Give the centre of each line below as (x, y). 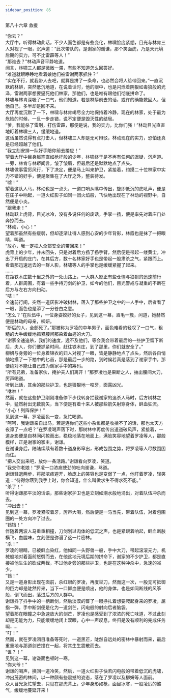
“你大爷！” (16, 664)
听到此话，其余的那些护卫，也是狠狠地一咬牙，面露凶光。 (65, 385)
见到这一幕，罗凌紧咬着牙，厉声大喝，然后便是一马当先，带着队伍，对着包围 (85, 512)
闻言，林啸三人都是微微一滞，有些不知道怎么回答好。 (61, 68)
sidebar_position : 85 (28, 10)
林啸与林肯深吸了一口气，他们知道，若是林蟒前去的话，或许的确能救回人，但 (85, 99)
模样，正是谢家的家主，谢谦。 (36, 442)
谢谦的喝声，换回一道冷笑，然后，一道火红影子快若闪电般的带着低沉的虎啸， (85, 671)
